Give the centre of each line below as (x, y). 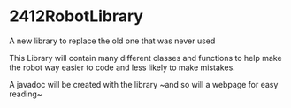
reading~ (26, 94)
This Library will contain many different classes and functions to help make (145, 58)
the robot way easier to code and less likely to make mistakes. (123, 67)
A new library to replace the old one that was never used (112, 41)
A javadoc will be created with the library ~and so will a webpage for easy (144, 84)
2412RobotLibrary (77, 16)
